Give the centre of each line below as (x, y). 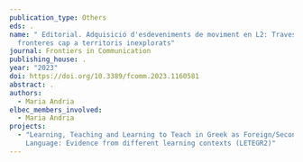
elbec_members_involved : (56, 110)
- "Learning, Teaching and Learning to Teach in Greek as (129, 135)
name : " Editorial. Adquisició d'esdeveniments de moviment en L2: (139, 34)
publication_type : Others (58, 18)
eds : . (22, 26)
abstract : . (32, 85)
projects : (28, 127)
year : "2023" (34, 68)
